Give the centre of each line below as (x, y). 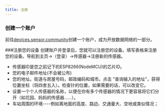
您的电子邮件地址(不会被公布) (42, 73)
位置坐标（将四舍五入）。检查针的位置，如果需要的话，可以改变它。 (80, 85)
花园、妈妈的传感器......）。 (52, 97)
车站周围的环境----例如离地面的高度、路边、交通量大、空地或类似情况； (85, 104)
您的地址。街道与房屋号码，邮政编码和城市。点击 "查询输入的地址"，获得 (86, 79)
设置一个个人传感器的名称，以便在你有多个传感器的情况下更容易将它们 (83, 91)
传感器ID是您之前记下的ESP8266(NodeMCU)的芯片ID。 (68, 67)
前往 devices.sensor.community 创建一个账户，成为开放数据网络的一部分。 (80, 39)
